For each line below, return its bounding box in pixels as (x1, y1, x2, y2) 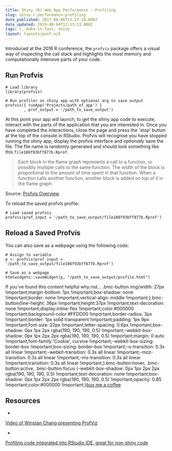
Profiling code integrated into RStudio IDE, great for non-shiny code (5, 440, 148, 446)
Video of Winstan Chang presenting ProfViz (5, 420, 98, 426)
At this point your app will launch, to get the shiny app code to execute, (5, 116, 156, 122)
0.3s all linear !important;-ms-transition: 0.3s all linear (27, 354, 141, 360)
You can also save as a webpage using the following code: (5, 242, 129, 249)
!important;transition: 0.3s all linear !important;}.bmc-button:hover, (5, 360, 146, 366)
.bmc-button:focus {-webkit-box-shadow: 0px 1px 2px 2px (35, 365, 160, 372)
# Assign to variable (5, 252, 52, 257)
